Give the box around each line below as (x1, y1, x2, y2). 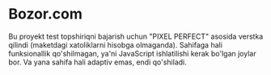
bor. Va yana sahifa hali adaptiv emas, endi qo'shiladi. (8, 57, 188, 67)
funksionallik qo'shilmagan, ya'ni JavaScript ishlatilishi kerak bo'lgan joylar (8, 48, 256, 58)
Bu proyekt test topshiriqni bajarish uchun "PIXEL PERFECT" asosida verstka (8, 31, 264, 41)
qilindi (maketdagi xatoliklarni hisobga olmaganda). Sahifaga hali (8, 40, 222, 49)
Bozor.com (8, 5, 83, 23)
